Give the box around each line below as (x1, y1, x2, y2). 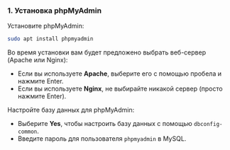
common (17, 128, 38, 136)
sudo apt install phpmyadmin (7, 35, 94, 42)
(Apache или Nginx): (7, 56, 68, 64)
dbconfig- (194, 121, 223, 128)
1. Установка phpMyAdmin (7, 6, 102, 16)
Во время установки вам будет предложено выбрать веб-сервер (7, 48, 207, 57)
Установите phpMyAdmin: (7, 22, 84, 30)
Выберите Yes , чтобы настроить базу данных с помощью (17, 120, 193, 128)
